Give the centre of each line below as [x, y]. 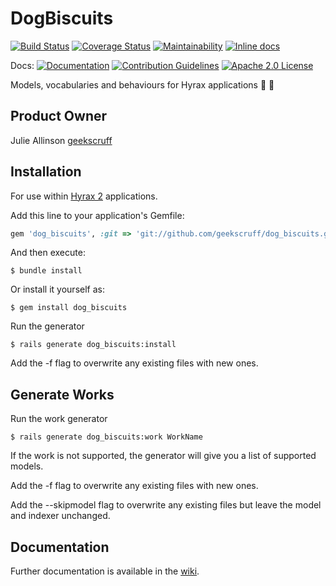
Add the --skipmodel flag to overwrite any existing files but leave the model [166, 505]
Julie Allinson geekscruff [61, 140]
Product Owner [59, 116]
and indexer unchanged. [60, 516]
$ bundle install [46, 271]
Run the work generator [59, 419]
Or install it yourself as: [57, 289]
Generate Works [62, 394]
